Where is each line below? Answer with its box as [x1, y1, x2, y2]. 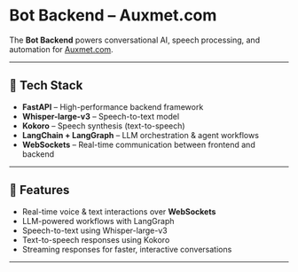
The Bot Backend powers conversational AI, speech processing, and [9, 35, 260, 45]
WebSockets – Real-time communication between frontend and [21, 139, 255, 150]
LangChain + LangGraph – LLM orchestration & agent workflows [21, 129, 260, 140]
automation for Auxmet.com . [9, 43, 114, 54]
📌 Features [9, 183, 70, 198]
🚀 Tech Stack [9, 78, 83, 93]
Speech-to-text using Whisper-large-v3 [21, 225, 168, 236]
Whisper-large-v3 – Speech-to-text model [21, 111, 180, 121]
